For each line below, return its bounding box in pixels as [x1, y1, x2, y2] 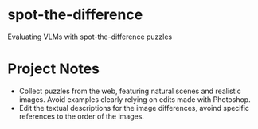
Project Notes [7, 60, 100, 78]
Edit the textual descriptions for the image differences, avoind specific [18, 103, 250, 112]
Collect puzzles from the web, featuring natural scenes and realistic [18, 86, 241, 96]
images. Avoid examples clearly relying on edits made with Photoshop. [18, 94, 252, 104]
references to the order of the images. [18, 111, 145, 121]
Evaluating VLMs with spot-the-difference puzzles [7, 32, 173, 41]
